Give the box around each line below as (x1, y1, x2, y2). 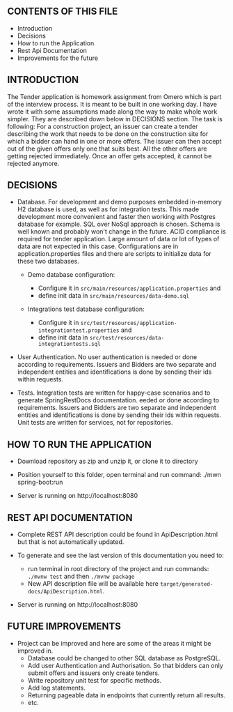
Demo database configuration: (27, 271, 115, 279)
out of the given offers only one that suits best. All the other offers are (7, 144, 207, 153)
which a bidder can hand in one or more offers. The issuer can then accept (7, 137, 222, 145)
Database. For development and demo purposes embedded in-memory (17, 198, 223, 206)
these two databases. (17, 257, 80, 266)
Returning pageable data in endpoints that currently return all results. (27, 690, 226, 699)
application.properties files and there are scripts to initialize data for (17, 250, 212, 258)
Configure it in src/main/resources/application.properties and (38, 284, 221, 292)
